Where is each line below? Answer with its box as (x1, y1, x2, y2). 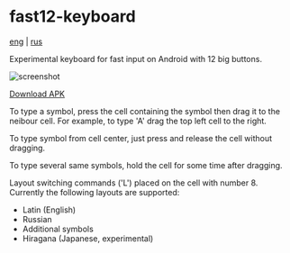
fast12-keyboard (9, 6, 137, 27)
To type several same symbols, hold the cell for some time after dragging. (9, 159, 283, 170)
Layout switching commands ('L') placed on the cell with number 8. (9, 177, 258, 188)
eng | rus (9, 36, 43, 47)
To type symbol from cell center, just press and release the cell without (9, 132, 273, 143)
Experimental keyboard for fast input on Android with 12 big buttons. (9, 53, 263, 64)
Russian (22, 213, 52, 224)
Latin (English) (22, 204, 77, 215)
